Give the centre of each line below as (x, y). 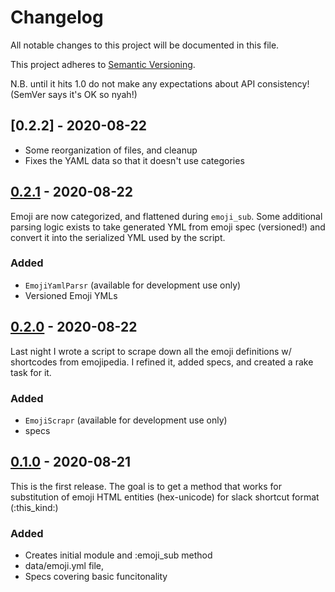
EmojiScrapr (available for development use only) (126, 420)
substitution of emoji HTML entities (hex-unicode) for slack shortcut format (165, 497)
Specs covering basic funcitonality (96, 577)
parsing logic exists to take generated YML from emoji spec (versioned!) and (168, 227)
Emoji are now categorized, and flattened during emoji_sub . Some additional (166, 216)
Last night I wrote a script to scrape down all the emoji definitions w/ (151, 351)
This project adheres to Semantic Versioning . (103, 64)
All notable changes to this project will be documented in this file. (145, 45)
